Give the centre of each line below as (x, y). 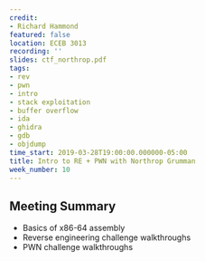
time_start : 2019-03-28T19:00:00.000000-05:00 (98, 152)
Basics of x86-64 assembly (74, 228)
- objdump (28, 144)
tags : (19, 69)
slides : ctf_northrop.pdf (58, 60)
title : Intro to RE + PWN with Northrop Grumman (102, 161)
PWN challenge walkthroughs (78, 247)
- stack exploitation (50, 102)
